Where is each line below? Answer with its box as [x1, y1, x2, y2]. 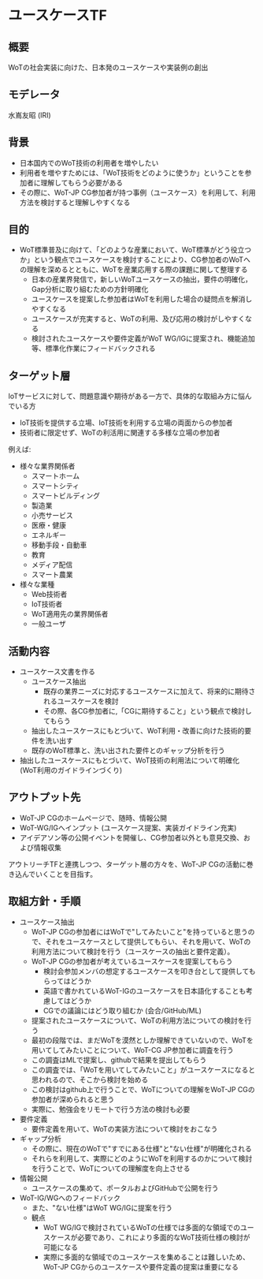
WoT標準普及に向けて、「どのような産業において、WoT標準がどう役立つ [19, 245, 252, 255]
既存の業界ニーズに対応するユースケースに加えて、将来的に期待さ [43, 687, 256, 696]
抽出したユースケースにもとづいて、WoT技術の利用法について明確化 [19, 755, 240, 765]
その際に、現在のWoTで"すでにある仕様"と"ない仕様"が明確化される [31, 1143, 252, 1153]
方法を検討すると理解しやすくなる [19, 197, 131, 207]
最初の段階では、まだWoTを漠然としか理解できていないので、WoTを [31, 1035, 254, 1045]
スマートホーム [31, 472, 80, 481]
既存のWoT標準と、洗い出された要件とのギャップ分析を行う [31, 746, 226, 755]
